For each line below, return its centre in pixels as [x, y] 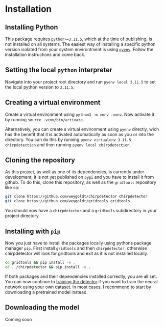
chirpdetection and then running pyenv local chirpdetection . [68, 145]
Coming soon [19, 319]
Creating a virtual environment [53, 102]
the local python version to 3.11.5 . [40, 87]
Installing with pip [33, 231]
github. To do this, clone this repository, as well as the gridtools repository [81, 182]
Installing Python [32, 27]
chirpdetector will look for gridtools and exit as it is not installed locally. [77, 253]
